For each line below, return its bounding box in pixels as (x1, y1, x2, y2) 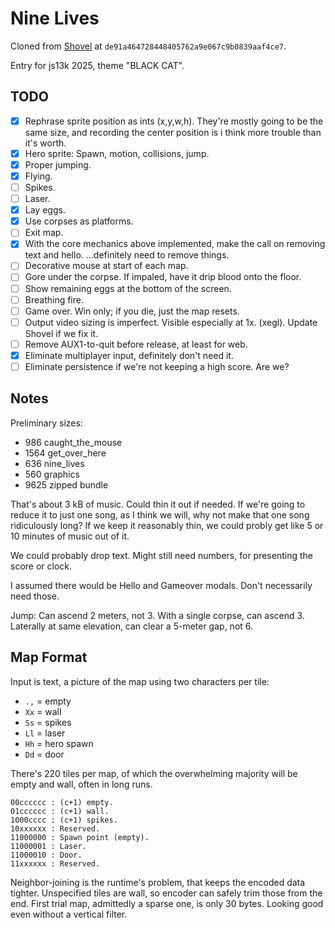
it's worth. (24, 137, 67, 149)
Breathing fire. (24, 293, 84, 306)
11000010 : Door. (10, 850, 83, 860)
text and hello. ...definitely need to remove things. (24, 249, 230, 261)
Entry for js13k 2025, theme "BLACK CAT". (10, 59, 185, 71)
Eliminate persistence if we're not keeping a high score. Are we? (24, 360, 290, 372)
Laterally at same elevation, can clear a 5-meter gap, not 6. (10, 620, 254, 632)
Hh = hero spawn (24, 737, 94, 749)
